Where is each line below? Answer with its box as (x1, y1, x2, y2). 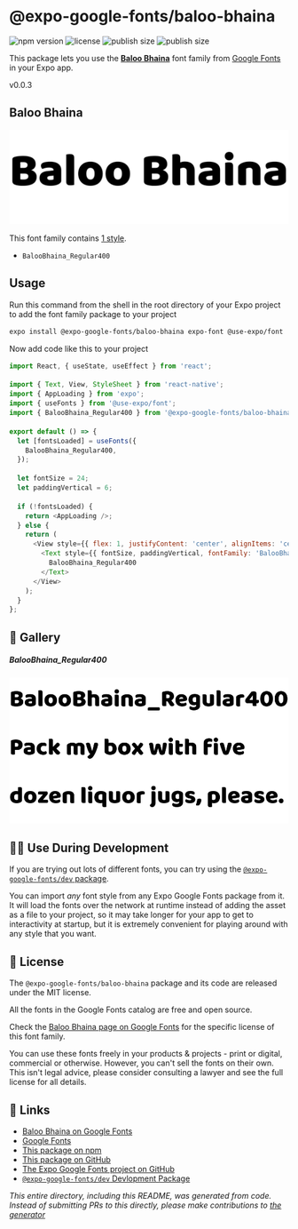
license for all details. (9, 1077, 87, 1088)
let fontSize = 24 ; (17, 474, 90, 483)
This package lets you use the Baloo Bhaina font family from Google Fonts (9, 52, 281, 63)
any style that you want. (9, 929, 98, 939)
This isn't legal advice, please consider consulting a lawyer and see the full (9, 1067, 284, 1078)
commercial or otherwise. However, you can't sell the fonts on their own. (9, 1057, 274, 1068)
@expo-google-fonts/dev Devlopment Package (21, 1173, 191, 1184)
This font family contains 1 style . (9, 233, 127, 243)
